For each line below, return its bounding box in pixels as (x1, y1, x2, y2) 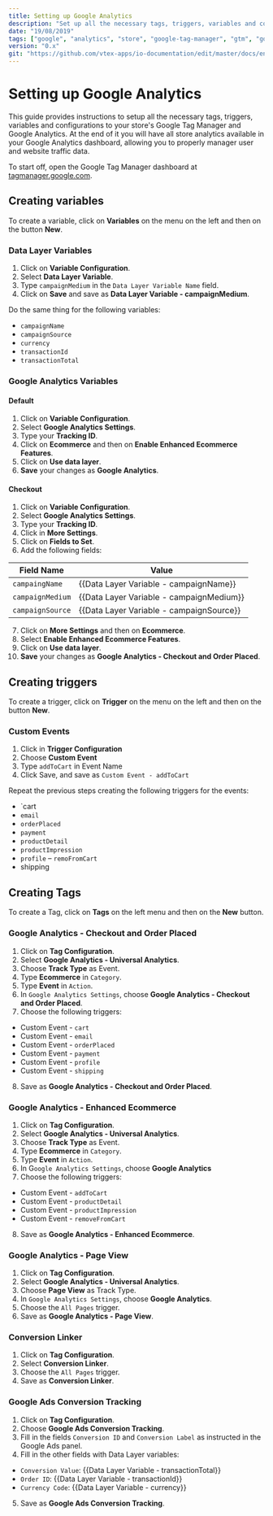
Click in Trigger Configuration (19, 744, 123, 754)
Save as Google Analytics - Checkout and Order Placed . (19, 1081, 213, 1091)
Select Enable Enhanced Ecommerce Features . (19, 634, 181, 644)
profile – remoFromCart (19, 853, 97, 863)
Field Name (19, 564, 65, 576)
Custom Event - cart (19, 1022, 89, 1032)
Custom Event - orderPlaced (19, 1039, 115, 1049)
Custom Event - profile (19, 1056, 101, 1066)
